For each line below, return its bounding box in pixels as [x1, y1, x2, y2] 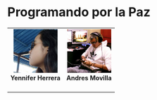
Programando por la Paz [7, 4, 151, 20]
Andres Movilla [66, 73, 112, 82]
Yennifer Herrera [10, 73, 61, 82]
